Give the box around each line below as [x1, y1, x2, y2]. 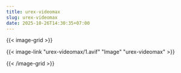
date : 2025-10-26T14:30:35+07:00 [6, 20, 90, 26]
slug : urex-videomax [6, 14, 58, 21]
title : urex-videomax [6, 8, 61, 15]
